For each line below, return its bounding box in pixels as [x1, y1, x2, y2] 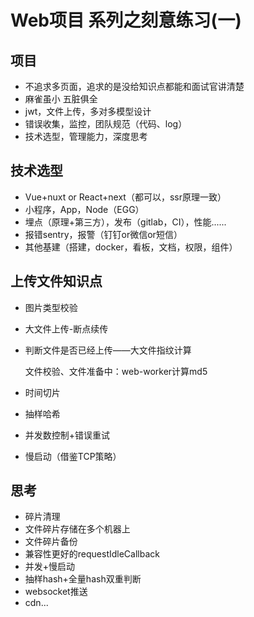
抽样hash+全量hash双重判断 [24, 573, 142, 585]
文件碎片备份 [24, 536, 78, 548]
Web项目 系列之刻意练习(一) [10, 9, 242, 32]
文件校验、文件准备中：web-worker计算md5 [24, 365, 208, 377]
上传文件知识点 [10, 273, 103, 290]
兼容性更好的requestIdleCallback [24, 548, 160, 560]
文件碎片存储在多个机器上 [24, 523, 131, 535]
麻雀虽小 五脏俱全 [24, 93, 98, 105]
